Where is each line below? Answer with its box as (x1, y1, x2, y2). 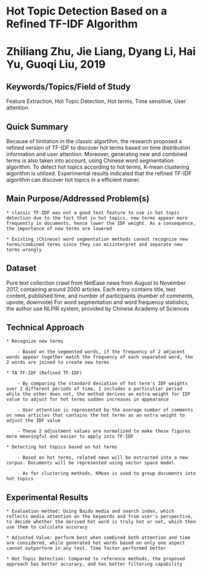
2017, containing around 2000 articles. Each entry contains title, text (6, 285, 176, 293)
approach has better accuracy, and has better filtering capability (6, 561, 183, 568)
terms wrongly (6, 247, 42, 253)
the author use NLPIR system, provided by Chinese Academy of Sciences (6, 305, 189, 312)
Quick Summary (6, 121, 68, 132)
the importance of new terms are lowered (6, 225, 112, 231)
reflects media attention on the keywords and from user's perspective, (6, 514, 194, 520)
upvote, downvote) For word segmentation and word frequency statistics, (6, 298, 189, 306)
